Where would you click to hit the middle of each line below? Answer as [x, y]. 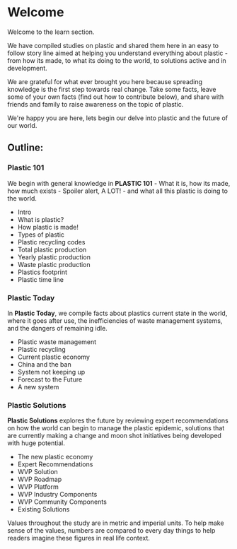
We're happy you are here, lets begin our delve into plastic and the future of [118, 118]
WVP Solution [37, 472]
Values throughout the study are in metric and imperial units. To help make [116, 523]
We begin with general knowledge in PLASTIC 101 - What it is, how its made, [119, 183]
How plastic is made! [48, 227]
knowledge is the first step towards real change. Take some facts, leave [112, 89]
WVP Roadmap [40, 479]
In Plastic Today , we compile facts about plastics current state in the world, [117, 313]
